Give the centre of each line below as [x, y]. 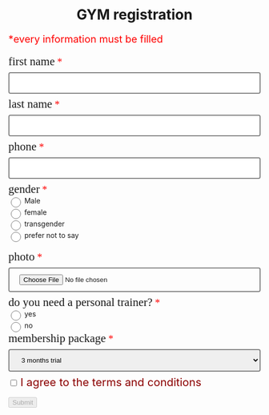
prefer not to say [51, 236]
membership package [57, 338]
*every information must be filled [86, 39]
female [35, 212]
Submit [23, 403]
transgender [44, 224]
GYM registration [134, 15]
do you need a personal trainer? [81, 302]
